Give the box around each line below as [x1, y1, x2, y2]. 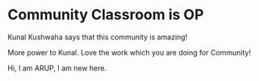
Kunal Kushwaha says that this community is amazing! [7, 32, 188, 42]
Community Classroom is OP [7, 6, 204, 24]
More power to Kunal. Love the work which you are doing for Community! [7, 47, 252, 57]
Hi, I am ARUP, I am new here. [7, 63, 107, 73]
